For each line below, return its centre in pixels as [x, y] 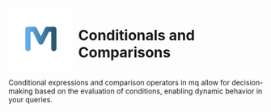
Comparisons [125, 53]
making [21, 91]
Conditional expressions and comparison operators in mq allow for [119, 83]
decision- [248, 83]
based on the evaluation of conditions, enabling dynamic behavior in [148, 91]
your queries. [30, 100]
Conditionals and [137, 36]
